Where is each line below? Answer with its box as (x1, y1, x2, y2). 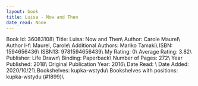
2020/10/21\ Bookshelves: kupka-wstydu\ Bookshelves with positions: (6, 67, 178, 74)
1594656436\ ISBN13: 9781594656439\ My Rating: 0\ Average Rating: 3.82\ (6, 48, 192, 55)
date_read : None (6, 19, 46, 25)
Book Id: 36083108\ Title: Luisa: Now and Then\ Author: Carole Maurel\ (6, 36, 180, 43)
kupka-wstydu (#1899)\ (6, 73, 64, 80)
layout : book (6, 8, 39, 15)
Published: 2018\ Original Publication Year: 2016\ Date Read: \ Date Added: (6, 61, 189, 68)
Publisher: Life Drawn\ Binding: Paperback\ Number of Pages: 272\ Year (6, 54, 183, 62)
